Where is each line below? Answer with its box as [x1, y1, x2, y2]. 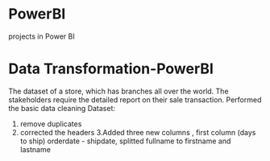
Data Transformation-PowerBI [8, 60, 214, 78]
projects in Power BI [8, 31, 75, 41]
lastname [19, 144, 51, 154]
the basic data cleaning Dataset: [8, 103, 115, 113]
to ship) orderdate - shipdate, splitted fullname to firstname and [19, 136, 231, 146]
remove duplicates [19, 118, 82, 129]
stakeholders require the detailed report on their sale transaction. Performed [8, 94, 262, 105]
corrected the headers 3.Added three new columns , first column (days [19, 127, 256, 137]
